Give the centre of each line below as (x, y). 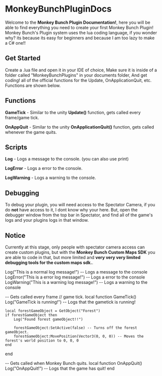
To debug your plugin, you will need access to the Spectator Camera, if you (80, 205)
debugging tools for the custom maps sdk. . (49, 262)
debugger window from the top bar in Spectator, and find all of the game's (79, 215)
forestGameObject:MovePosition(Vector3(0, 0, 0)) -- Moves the (79, 336)
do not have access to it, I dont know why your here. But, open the (71, 210)
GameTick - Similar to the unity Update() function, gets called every (73, 112)
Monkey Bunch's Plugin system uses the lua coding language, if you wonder (81, 33)
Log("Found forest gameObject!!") (48, 319)
